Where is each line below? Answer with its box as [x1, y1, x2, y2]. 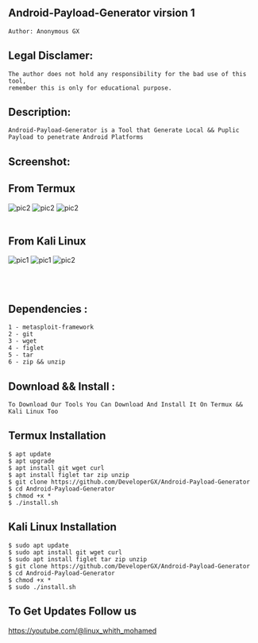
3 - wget [8, 337, 37, 345]
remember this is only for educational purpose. [8, 83, 172, 92]
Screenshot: [8, 155, 71, 168]
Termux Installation [8, 429, 106, 443]
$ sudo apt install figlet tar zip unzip [8, 555, 148, 563]
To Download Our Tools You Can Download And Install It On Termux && [8, 401, 244, 409]
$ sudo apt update [8, 541, 69, 549]
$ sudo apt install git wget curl [8, 548, 123, 556]
